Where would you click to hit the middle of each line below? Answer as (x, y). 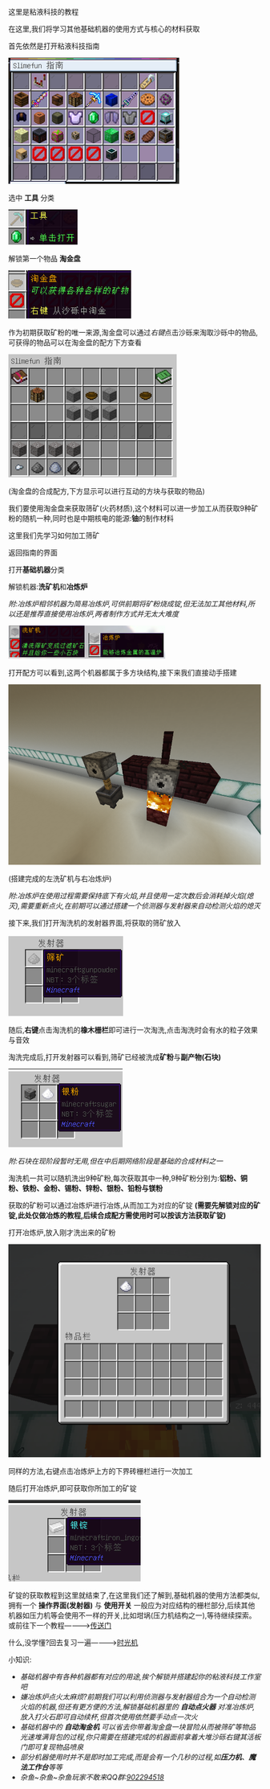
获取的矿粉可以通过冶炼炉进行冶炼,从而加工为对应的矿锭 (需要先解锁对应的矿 (135, 1205)
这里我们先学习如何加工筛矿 (54, 535)
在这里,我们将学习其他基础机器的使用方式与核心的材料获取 (104, 29)
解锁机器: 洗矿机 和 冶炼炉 (48, 587)
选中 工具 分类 (31, 198)
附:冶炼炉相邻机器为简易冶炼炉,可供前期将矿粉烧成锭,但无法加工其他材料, (128, 604)
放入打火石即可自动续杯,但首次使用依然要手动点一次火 (109, 1717)
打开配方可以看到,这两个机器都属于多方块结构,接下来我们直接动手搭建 (123, 673)
